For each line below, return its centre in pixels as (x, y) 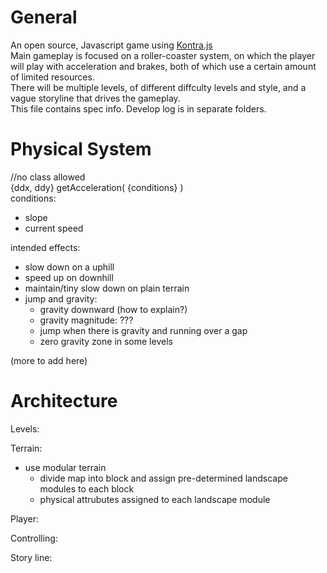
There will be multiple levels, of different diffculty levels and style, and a (158, 87)
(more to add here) (49, 360)
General (44, 17)
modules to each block (87, 488)
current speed (54, 228)
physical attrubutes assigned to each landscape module (155, 499)
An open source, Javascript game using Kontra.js (111, 45)
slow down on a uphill (69, 267)
